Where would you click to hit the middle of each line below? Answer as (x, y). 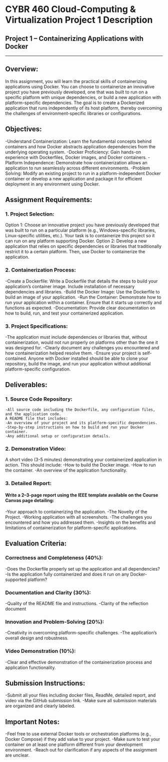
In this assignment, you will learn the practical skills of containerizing (76, 81)
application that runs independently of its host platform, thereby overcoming (84, 108)
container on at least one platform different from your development (74, 744)
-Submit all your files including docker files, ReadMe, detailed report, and (80, 695)
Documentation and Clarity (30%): (48, 593)
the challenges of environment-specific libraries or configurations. (73, 113)
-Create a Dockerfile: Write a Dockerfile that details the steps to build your (81, 281)
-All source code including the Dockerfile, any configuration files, (80, 410)
